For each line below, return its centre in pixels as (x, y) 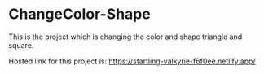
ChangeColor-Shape (79, 14)
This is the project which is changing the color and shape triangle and (125, 37)
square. (21, 45)
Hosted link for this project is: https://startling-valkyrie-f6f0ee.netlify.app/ (132, 61)
